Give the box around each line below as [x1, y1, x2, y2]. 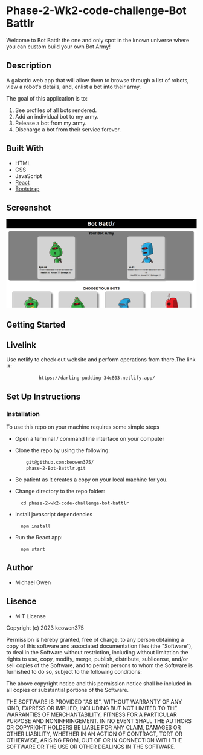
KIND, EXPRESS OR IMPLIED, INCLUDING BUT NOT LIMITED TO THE [6, 704, 178, 711]
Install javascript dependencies [14, 511, 93, 518]
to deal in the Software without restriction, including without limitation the [6, 648, 188, 656]
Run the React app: [14, 534, 63, 541]
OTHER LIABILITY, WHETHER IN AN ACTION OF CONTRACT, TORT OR [6, 730, 182, 737]
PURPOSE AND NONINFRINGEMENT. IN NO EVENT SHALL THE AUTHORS [6, 717, 192, 724]
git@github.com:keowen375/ [26, 460, 94, 466]
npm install [21, 523, 51, 530]
